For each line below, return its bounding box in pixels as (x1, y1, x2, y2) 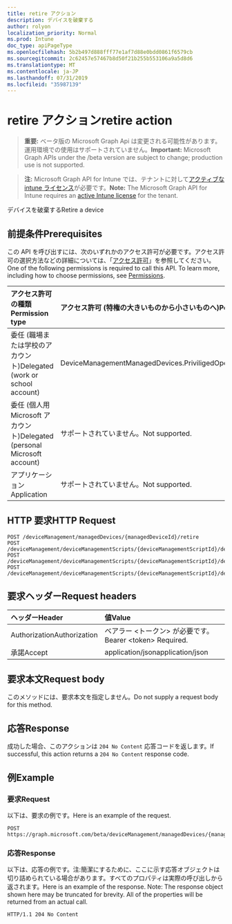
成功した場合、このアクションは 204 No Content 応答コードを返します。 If (7, 742, 214, 750)
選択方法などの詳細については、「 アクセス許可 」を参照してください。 (19, 257, 215, 264)
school (10, 379, 33, 388)
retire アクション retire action (7, 113, 173, 129)
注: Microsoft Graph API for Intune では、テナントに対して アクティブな (23, 175, 225, 183)
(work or (10, 371, 39, 380)
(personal (10, 441, 42, 450)
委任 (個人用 (10, 400, 50, 409)
